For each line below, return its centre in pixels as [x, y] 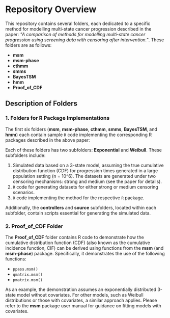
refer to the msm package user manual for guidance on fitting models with [83, 306]
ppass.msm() [25, 269]
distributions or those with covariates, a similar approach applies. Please [81, 300]
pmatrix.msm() [27, 280]
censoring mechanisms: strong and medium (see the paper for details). [87, 181]
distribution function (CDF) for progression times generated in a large [85, 170]
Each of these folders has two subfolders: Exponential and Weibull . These [83, 150]
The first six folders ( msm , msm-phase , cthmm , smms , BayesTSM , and [81, 129]
